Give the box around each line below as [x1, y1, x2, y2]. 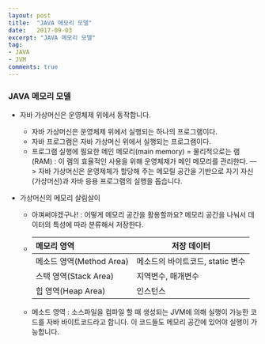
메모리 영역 [35, 240, 75, 251]
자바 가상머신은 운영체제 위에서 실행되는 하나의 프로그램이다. [31, 127, 218, 137]
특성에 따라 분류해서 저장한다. [52, 220, 144, 229]
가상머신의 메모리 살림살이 [19, 193, 101, 202]
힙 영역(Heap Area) [35, 285, 106, 297]
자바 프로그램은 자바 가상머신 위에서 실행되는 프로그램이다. [31, 137, 212, 146]
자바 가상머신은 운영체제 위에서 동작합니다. [19, 110, 152, 119]
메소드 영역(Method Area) [35, 256, 129, 267]
